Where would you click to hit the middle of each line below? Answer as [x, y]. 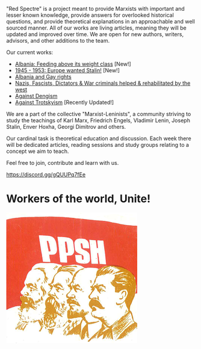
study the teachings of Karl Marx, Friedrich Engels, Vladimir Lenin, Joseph [98, 120]
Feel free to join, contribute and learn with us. [63, 163]
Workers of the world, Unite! [79, 199]
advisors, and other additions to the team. [58, 41]
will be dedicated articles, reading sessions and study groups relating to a [98, 145]
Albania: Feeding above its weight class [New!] [73, 64]
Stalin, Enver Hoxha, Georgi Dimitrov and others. [66, 127]
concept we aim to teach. [38, 151]
